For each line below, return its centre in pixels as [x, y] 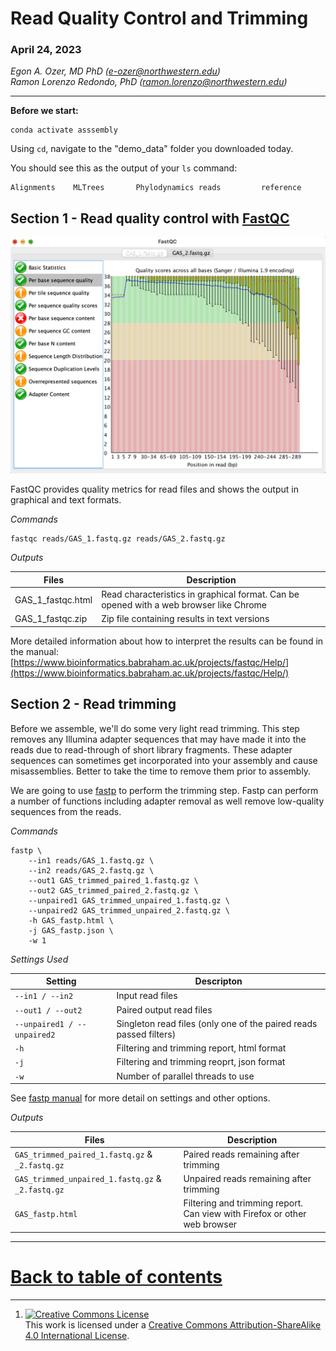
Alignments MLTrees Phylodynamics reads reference [156, 188]
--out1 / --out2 [48, 1010]
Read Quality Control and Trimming [159, 18]
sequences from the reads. [66, 811]
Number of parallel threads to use [185, 1076]
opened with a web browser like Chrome [184, 605]
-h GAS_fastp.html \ [71, 920]
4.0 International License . [77, 1335]
